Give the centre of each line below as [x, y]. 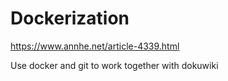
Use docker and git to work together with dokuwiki [114, 65]
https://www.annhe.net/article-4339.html [95, 46]
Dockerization [70, 18]
